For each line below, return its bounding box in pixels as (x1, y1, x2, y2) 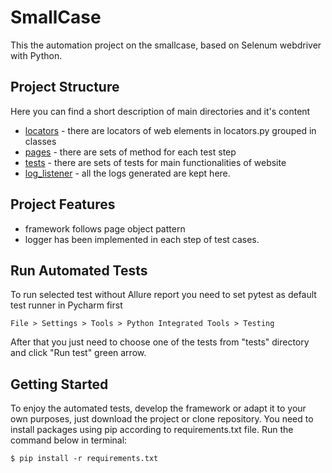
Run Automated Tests (10, 262, 148, 279)
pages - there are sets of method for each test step (24, 146, 237, 158)
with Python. (10, 49, 63, 61)
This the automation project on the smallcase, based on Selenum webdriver (10, 39, 322, 51)
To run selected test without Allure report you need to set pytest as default (10, 289, 317, 301)
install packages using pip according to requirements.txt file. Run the (10, 424, 294, 436)
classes (24, 135, 57, 147)
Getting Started (10, 376, 109, 393)
